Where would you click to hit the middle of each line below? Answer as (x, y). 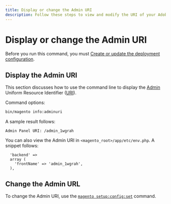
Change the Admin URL (43, 184)
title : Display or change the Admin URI (49, 10)
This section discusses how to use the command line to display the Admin (83, 87)
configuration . (20, 59)
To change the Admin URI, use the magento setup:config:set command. (81, 196)
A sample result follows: (31, 122)
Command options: (25, 103)
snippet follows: (22, 146)
